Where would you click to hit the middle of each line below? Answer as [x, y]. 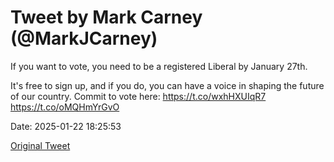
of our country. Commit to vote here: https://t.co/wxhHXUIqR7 [138, 96]
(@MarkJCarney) [84, 38]
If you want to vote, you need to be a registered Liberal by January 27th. [159, 66]
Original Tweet [40, 145]
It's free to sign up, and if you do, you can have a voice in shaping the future [167, 85]
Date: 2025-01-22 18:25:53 [66, 126]
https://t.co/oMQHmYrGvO [65, 107]
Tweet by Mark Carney [106, 17]
